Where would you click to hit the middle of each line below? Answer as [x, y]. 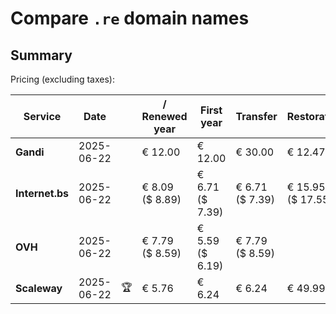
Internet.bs [42, 193]
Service [42, 116]
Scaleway [39, 288]
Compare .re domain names [130, 18]
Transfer [256, 116]
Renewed [164, 116]
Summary [41, 55]
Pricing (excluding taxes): [63, 79]
